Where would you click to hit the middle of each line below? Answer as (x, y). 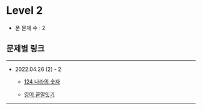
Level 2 (25, 11)
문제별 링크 (26, 49)
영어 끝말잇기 (39, 94)
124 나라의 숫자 (42, 81)
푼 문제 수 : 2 (30, 28)
